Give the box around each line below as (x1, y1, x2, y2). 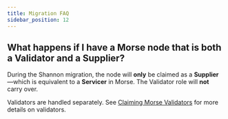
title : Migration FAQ (7, 10, 70, 17)
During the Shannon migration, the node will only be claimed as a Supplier (7, 70, 219, 79)
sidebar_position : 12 (7, 16, 70, 23)
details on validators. (7, 105, 67, 114)
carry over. (7, 85, 39, 93)
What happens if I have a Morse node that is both (7, 42, 222, 53)
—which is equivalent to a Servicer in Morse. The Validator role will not (7, 78, 209, 86)
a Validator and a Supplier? (7, 52, 125, 64)
